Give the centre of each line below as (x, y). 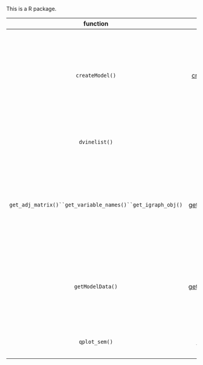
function (96, 24)
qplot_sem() (96, 342)
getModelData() (96, 287)
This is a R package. (31, 9)
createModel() (96, 75)
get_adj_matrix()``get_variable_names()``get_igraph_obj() (96, 205)
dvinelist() (96, 142)
